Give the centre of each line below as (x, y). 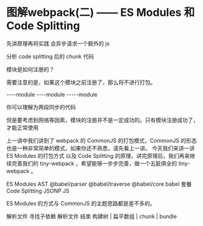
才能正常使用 (22, 127)
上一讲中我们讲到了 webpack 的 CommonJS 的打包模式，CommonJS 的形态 (101, 140)
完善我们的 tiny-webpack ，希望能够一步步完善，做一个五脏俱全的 (94, 163)
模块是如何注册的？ (30, 69)
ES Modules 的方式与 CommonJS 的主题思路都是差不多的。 (81, 203)
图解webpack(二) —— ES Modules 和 (101, 12)
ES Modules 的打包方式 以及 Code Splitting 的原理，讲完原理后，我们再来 (98, 155)
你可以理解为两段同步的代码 (41, 107)
